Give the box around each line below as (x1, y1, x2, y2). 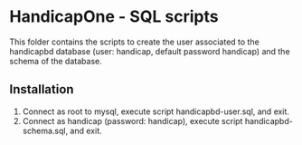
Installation (9, 82, 74, 97)
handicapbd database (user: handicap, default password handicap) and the (9, 45, 291, 56)
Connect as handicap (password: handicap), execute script (22, 115, 243, 126)
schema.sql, (22, 125, 69, 136)
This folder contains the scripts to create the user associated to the (9, 36, 260, 47)
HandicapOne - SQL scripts (9, 6, 219, 27)
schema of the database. (9, 55, 102, 66)
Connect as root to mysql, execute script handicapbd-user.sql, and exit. (22, 106, 289, 117)
